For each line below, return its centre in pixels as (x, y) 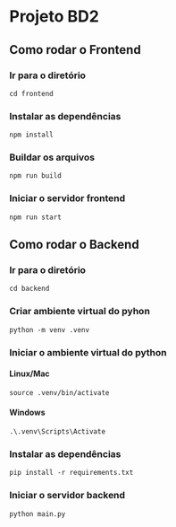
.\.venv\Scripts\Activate (57, 432)
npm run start (36, 217)
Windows (27, 413)
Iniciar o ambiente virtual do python (88, 352)
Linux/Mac (30, 373)
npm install (31, 135)
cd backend (29, 289)
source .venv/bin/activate (59, 392)
